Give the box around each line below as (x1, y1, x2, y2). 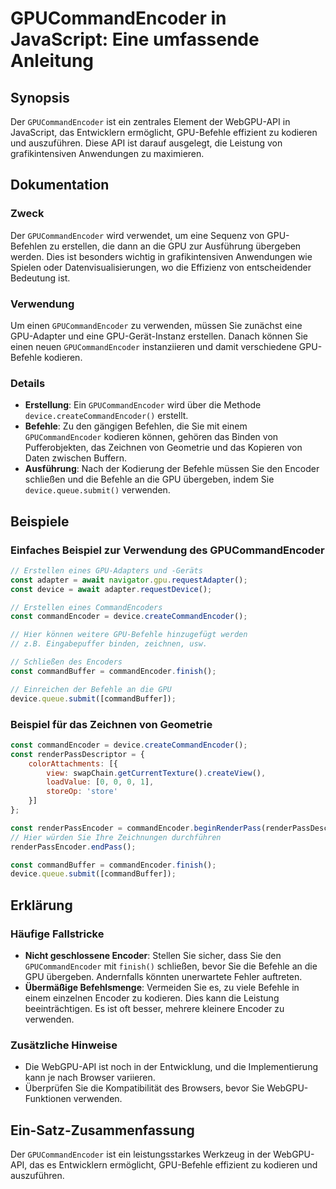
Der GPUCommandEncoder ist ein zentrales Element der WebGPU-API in (10, 116, 291, 127)
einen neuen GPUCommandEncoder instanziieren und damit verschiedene (10, 340, 297, 352)
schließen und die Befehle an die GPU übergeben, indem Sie (24, 473, 275, 486)
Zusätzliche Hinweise (10, 1038, 118, 1052)
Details (10, 376, 46, 390)
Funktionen (24, 1093, 72, 1105)
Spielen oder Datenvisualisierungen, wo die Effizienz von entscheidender (10, 261, 312, 273)
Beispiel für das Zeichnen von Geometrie (10, 717, 213, 731)
